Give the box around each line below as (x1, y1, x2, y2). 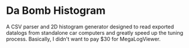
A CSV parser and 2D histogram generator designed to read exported (6, 23, 174, 30)
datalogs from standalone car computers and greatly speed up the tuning (6, 29, 184, 36)
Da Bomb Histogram (6, 4, 106, 17)
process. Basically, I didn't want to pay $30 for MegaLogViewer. (6, 35, 161, 42)
